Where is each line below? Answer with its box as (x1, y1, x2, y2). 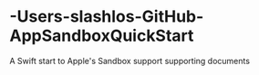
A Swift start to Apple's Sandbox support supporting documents (9, 55, 251, 66)
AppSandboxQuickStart (9, 25, 194, 46)
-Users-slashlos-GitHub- (9, 6, 204, 27)
